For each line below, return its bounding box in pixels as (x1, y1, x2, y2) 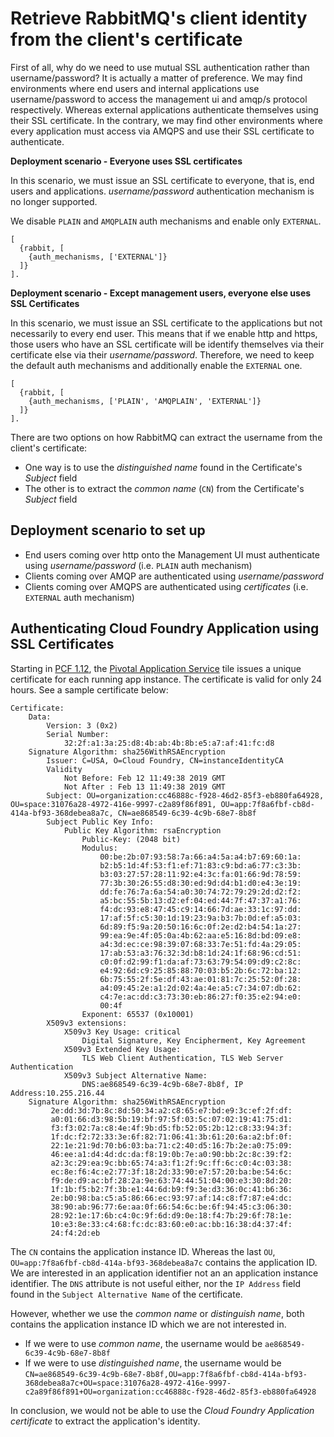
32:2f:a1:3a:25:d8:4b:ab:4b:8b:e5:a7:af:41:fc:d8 (63, 738, 275, 748)
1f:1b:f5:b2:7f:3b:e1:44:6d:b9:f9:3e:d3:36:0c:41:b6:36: (50, 1184, 293, 1194)
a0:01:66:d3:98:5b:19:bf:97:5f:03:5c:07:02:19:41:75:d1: (50, 1114, 293, 1124)
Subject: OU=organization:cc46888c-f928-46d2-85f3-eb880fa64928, (46, 790, 325, 801)
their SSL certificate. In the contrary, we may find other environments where (10, 114, 323, 126)
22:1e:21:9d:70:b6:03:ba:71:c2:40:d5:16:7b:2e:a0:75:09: (50, 1140, 293, 1151)
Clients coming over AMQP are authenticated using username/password (24, 570, 324, 582)
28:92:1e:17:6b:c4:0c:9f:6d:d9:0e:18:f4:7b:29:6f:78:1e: (50, 1210, 293, 1221)
